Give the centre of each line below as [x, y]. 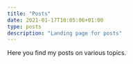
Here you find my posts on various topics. [67, 53]
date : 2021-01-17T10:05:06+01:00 [55, 20]
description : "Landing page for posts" [65, 33]
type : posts [24, 26]
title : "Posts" [29, 14]
